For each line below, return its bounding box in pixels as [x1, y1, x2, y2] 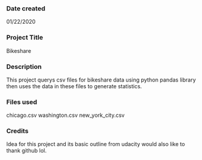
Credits [6, 127, 29, 135]
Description [6, 62, 42, 71]
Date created [6, 4, 46, 13]
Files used [6, 97, 38, 106]
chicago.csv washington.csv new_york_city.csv [6, 111, 125, 119]
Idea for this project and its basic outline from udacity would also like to [6, 141, 186, 148]
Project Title [6, 33, 44, 42]
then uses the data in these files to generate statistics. [6, 82, 142, 89]
